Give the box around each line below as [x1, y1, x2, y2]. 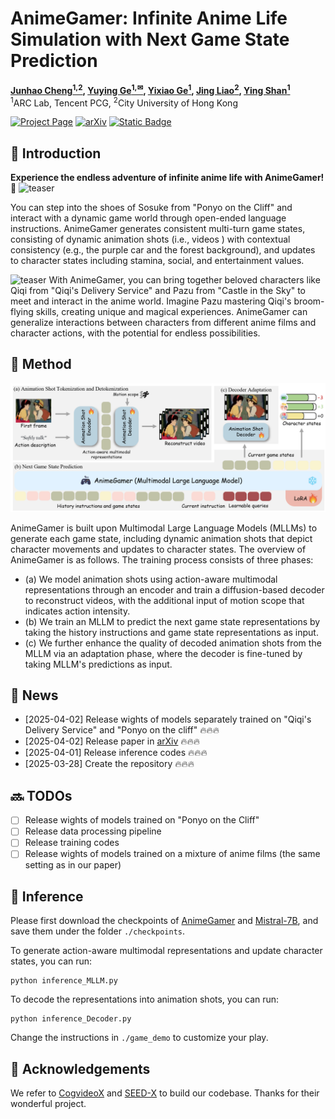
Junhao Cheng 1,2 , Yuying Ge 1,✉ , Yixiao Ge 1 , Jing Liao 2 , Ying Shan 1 [10, 82, 291, 96]
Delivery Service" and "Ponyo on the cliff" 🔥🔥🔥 [24, 724, 220, 736]
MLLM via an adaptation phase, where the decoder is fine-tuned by [24, 647, 303, 659]
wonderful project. [10, 1098, 87, 1110]
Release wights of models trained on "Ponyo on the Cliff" [24, 814, 260, 826]
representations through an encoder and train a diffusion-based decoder [24, 583, 325, 596]
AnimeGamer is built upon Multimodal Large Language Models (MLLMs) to [10, 522, 318, 534]
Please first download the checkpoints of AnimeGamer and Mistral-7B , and [10, 915, 319, 927]
